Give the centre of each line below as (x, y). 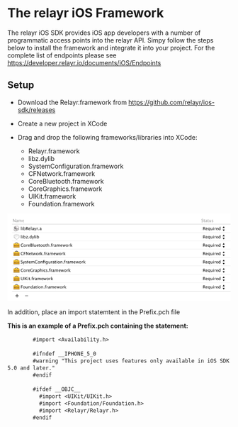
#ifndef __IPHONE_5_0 (65, 354)
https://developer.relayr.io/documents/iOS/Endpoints (84, 62)
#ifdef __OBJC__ (57, 389)
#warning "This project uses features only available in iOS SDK (131, 361)
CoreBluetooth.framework (66, 181)
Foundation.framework (61, 204)
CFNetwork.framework (62, 173)
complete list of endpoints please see (62, 55)
